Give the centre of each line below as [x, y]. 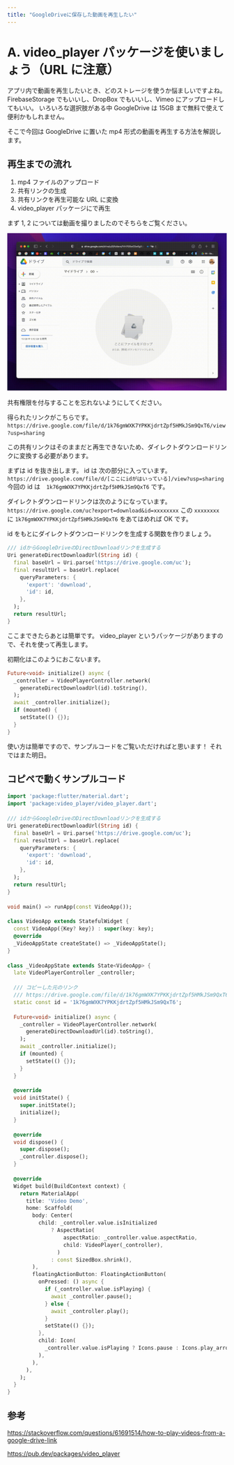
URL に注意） [82, 69]
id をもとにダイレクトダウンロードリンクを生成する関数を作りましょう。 [111, 534]
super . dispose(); [45, 1149]
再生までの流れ [39, 164]
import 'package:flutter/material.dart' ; [68, 796]
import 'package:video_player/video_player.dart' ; [82, 804]
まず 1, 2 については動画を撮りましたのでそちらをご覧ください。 [99, 223]
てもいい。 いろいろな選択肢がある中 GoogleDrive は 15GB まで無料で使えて [116, 107]
